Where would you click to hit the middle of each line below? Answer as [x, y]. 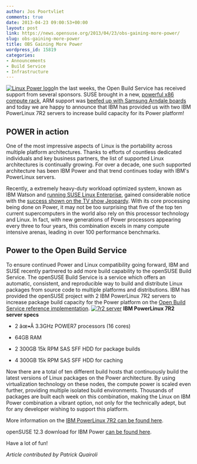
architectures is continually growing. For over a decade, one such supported [98, 164]
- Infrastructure [27, 72]
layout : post [22, 28]
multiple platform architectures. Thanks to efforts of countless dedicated [94, 152]
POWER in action [38, 132]
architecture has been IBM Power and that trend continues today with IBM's [98, 171]
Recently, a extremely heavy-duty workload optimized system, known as [94, 189]
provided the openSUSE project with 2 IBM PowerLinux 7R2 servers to [91, 296]
